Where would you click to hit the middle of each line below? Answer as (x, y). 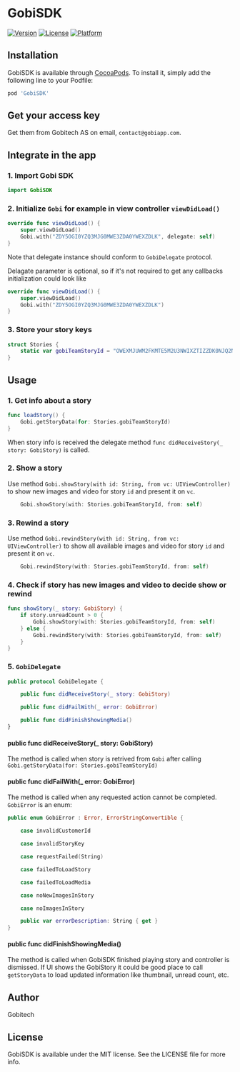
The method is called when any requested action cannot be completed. (112, 797)
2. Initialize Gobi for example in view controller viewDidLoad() (114, 209)
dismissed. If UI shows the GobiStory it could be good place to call (105, 967)
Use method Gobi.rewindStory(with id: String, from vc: (94, 538)
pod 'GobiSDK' (29, 93)
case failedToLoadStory (56, 869)
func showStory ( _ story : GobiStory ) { (65, 608)
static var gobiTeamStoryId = (65, 351)
